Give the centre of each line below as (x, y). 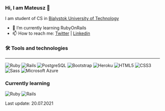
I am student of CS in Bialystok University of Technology (62, 19)
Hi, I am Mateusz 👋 (27, 8)
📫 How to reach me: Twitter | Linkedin (51, 33)
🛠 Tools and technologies (37, 48)
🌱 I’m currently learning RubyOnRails (49, 28)
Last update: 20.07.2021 (29, 103)
